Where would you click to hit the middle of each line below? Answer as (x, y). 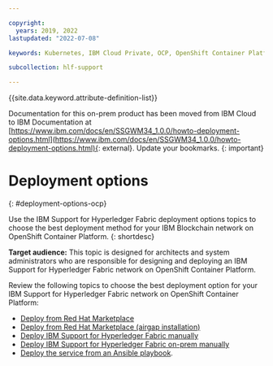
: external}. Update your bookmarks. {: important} (181, 148)
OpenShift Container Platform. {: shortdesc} (82, 237)
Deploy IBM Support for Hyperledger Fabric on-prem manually (125, 344)
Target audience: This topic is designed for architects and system (119, 252)
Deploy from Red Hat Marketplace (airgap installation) (110, 327)
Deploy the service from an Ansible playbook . (96, 353)
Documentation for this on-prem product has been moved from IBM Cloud (132, 114)
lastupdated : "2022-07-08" (54, 38)
